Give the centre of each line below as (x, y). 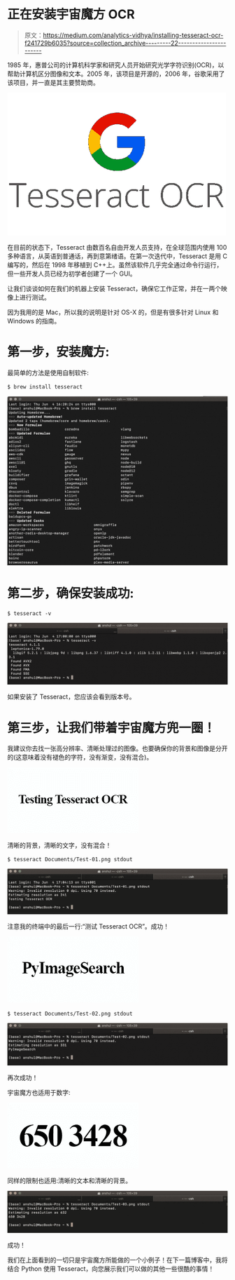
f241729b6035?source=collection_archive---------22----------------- (125, 43)
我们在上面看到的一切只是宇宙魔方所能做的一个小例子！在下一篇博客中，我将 (117, 1260)
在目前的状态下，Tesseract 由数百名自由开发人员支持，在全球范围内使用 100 (117, 247)
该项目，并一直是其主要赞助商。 (53, 82)
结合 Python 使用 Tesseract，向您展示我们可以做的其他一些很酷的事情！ (111, 1269)
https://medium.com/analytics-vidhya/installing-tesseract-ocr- (133, 35)
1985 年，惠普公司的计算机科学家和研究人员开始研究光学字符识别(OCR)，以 (116, 65)
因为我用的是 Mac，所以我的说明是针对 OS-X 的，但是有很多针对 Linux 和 (113, 312)
